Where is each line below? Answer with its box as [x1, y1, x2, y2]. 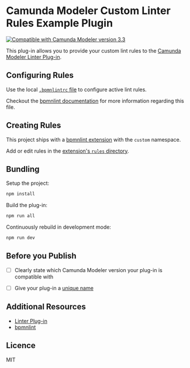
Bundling [6, 164, 40, 174]
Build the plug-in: [6, 202, 48, 209]
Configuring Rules [6, 70, 74, 80]
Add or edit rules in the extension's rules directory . [6, 147, 130, 154]
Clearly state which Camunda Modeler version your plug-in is [14, 266, 163, 273]
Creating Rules [6, 121, 61, 130]
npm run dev [6, 235, 35, 241]
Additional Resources [6, 302, 86, 312]
